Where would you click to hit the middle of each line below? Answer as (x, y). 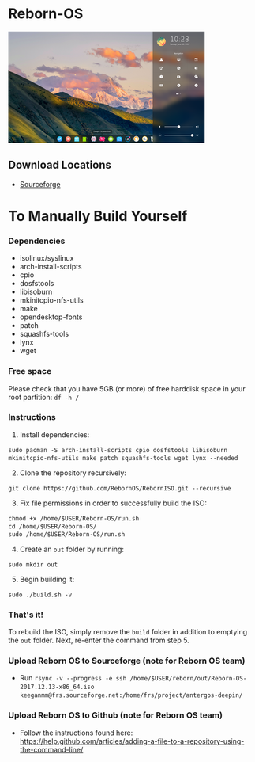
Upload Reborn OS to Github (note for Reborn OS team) (116, 715)
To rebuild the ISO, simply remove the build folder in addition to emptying (128, 632)
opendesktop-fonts (51, 317)
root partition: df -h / (44, 397)
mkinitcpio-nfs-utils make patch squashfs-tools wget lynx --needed (123, 458)
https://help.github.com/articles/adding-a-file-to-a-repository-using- (132, 741)
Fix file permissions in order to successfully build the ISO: (113, 503)
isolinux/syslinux (47, 258)
